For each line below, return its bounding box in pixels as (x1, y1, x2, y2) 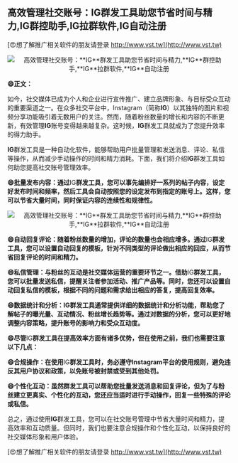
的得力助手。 (7, 130, 45, 139)
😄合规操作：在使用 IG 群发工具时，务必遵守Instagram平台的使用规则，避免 (7, 358, 225, 366)
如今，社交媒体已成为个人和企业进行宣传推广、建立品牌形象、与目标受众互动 (7, 95, 231, 103)
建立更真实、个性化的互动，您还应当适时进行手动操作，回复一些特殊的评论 (13, 390, 231, 399)
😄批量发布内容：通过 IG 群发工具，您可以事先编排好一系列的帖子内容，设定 (7, 178, 225, 186)
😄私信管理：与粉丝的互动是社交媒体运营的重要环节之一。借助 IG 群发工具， (7, 267, 225, 276)
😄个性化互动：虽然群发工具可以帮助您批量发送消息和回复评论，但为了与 (7, 381, 219, 390)
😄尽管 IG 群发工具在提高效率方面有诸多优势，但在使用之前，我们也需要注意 (7, 334, 225, 342)
